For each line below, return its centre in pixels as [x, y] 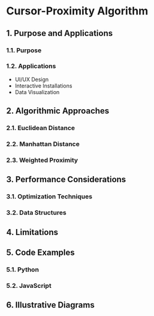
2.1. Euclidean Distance [41, 128]
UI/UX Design [32, 79]
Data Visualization [37, 92]
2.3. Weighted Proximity [42, 160]
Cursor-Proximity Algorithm [77, 11]
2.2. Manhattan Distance [43, 144]
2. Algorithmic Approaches [58, 111]
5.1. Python [22, 269]
